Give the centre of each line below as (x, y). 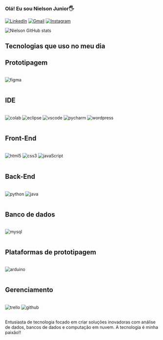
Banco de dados (30, 215)
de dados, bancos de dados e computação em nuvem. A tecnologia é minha (82, 327)
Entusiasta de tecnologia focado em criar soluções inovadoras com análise (80, 322)
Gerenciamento (29, 290)
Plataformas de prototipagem (51, 252)
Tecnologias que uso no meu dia (55, 46)
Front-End (21, 138)
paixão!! (13, 333)
